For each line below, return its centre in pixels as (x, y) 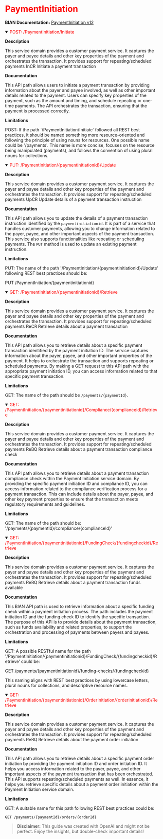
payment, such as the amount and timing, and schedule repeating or (73, 100)
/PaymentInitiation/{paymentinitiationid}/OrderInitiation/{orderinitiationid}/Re (81, 700)
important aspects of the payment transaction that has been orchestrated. (79, 774)
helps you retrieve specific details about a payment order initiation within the (82, 784)
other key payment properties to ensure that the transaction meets (72, 499)
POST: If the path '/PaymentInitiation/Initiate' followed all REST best (72, 129)
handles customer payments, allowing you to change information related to (80, 228)
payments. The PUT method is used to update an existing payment (71, 244)
